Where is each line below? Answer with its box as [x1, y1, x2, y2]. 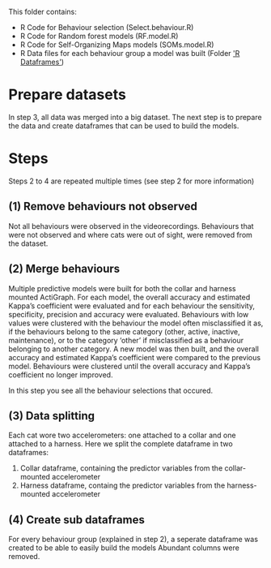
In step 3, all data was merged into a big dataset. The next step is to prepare [8, 112, 262, 122]
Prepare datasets [8, 85, 127, 104]
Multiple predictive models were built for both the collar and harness [8, 283, 236, 293]
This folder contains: [8, 7, 77, 16]
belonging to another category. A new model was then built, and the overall [8, 344, 259, 354]
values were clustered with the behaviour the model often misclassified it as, [8, 318, 264, 328]
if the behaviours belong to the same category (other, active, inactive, [8, 326, 240, 336]
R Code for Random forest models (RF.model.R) [19, 32, 179, 41]
